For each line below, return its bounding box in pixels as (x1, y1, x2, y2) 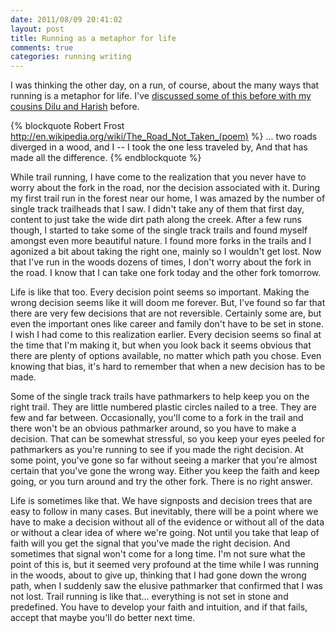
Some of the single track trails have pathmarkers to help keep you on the (10, 391, 310, 403)
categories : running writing (10, 52, 132, 62)
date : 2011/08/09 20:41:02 (10, 14, 123, 25)
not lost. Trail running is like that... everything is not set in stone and (10, 591, 289, 603)
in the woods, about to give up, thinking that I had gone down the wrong (10, 569, 307, 581)
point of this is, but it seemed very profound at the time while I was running (10, 559, 320, 571)
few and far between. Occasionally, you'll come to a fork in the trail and (10, 412, 304, 424)
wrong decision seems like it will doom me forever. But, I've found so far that (10, 297, 326, 309)
